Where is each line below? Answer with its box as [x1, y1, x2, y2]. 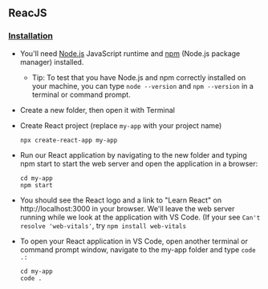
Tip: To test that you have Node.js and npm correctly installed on [31, 72, 246, 82]
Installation [8, 30, 54, 42]
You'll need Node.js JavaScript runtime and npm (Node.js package [19, 48, 241, 58]
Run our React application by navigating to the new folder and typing [19, 150, 247, 159]
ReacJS [8, 6, 47, 20]
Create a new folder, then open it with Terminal [19, 105, 175, 114]
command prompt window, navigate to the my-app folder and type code [19, 244, 256, 255]
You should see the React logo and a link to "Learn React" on [19, 195, 222, 205]
